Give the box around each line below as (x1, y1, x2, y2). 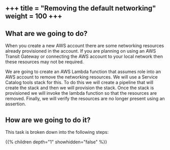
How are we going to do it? (5, 116, 91, 124)
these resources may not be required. (5, 59, 84, 65)
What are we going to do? (5, 29, 88, 37)
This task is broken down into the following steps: (5, 129, 109, 135)
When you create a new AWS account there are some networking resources (5, 43, 164, 49)
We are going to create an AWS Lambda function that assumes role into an (5, 68, 161, 75)
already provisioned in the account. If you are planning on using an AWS (5, 48, 156, 54)
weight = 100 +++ (5, 12, 62, 21)
